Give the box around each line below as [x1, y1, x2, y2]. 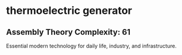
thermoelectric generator [6, 4, 132, 17]
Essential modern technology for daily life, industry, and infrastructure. [6, 42, 177, 49]
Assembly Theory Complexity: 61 [6, 27, 131, 37]
